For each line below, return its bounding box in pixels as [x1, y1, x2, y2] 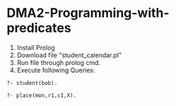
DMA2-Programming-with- [6, 5, 170, 21]
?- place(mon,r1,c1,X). [6, 92, 77, 99]
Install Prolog [16, 43, 56, 52]
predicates [6, 20, 71, 36]
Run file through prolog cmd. [16, 58, 100, 66]
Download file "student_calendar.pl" [16, 51, 122, 59]
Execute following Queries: [16, 66, 95, 74]
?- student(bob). [6, 79, 58, 86]
